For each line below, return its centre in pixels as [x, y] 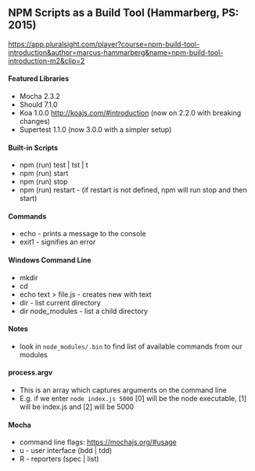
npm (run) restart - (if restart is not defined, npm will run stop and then [133, 190]
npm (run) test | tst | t [54, 165]
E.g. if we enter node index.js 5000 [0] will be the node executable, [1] [133, 399]
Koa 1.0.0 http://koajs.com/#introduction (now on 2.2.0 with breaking [130, 113]
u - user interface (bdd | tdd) [66, 451]
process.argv [31, 373]
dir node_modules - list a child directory [84, 311]
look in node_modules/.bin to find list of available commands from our [131, 346]
